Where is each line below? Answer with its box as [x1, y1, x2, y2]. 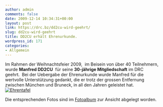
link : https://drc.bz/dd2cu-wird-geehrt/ [5, 25, 91, 30]
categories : [5, 43, 29, 48]
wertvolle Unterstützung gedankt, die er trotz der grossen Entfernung [5, 76, 145, 83]
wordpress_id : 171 [5, 39, 42, 44]
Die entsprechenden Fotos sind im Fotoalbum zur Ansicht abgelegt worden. [5, 96, 157, 102]
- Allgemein [5, 48, 29, 53]
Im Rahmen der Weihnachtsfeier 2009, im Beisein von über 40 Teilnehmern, [5, 61, 159, 67]
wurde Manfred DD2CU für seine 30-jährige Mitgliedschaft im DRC [5, 66, 144, 72]
